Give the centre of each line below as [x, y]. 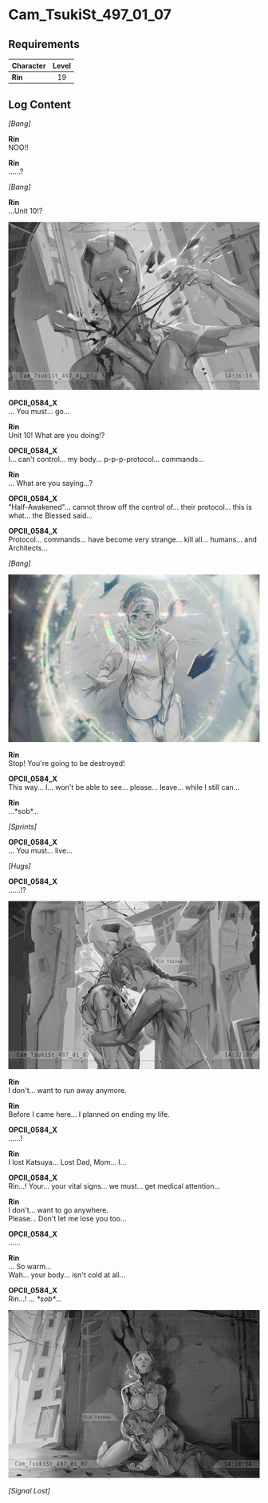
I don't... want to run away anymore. [67, 1091]
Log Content [40, 104]
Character [29, 65]
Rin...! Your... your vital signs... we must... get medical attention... [114, 1186]
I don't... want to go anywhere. [59, 1210]
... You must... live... [41, 850]
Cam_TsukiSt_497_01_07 [90, 15]
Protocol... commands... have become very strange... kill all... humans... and [132, 539]
